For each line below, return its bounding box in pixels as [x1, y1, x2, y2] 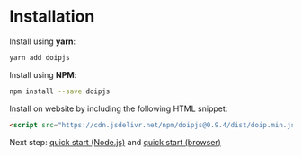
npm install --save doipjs [9, 87, 111, 96]
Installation [9, 6, 95, 27]
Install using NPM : [9, 69, 77, 80]
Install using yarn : [9, 36, 76, 47]
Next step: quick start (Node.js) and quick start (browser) [9, 136, 222, 147]
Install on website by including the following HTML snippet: [9, 103, 228, 114]
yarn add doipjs [9, 53, 70, 62]
